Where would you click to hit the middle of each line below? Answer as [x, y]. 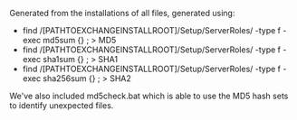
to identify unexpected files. [62, 106]
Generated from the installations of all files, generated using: [122, 13]
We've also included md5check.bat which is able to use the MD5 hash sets [149, 96]
